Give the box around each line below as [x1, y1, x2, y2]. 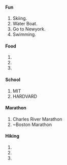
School [5, 76, 21, 82]
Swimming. [12, 31, 37, 37]
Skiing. [12, 15, 27, 21]
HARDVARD [12, 93, 37, 99]
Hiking [5, 133, 19, 139]
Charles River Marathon [12, 116, 62, 122]
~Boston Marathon [12, 121, 52, 128]
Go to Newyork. [12, 26, 46, 32]
